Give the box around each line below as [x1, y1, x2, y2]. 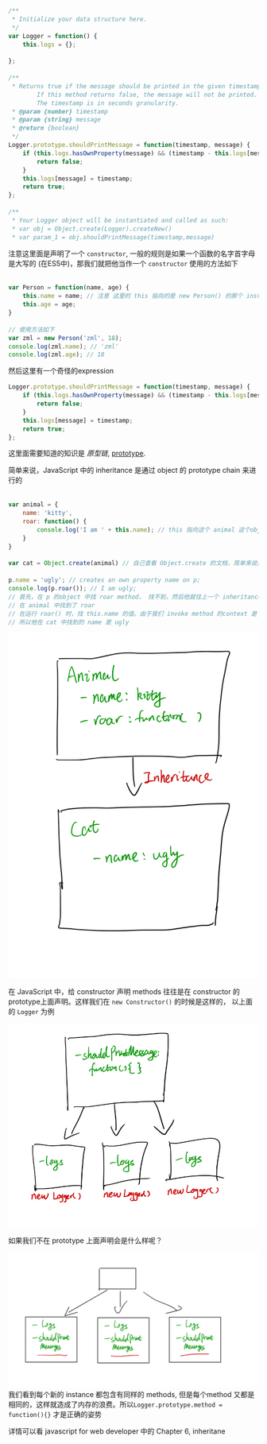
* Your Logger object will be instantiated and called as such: [11, 216, 229, 224]
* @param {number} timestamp [11, 107, 109, 115]
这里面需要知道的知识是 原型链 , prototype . [8, 448, 146, 459]
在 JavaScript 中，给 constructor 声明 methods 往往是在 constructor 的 [8, 986, 240, 996]
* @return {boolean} [11, 124, 80, 133]
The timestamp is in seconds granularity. [37, 99, 180, 107]
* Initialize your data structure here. [11, 15, 148, 23]
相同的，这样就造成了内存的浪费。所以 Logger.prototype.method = [8, 1399, 222, 1409]
